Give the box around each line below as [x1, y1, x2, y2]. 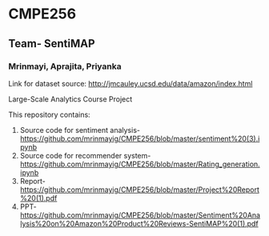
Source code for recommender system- [19, 150, 151, 160]
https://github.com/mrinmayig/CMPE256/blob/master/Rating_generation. [19, 159, 260, 169]
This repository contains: [8, 110, 90, 119]
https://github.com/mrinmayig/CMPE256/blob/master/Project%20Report [19, 185, 260, 194]
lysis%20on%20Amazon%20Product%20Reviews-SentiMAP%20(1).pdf [19, 218, 259, 228]
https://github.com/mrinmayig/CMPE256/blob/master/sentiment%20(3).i [19, 134, 260, 143]
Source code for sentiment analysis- [19, 125, 140, 134]
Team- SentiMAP [8, 37, 95, 50]
